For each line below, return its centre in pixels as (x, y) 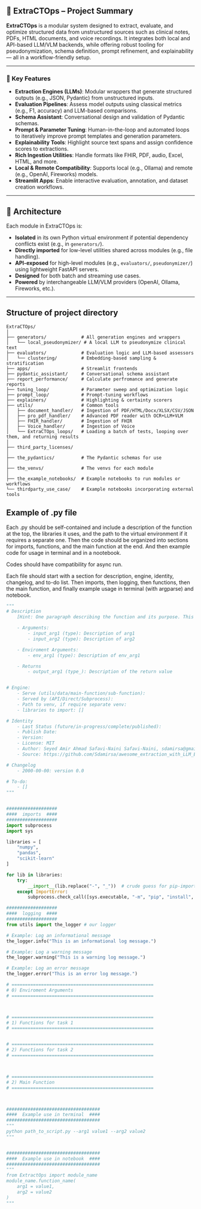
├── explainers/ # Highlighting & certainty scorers (89, 400)
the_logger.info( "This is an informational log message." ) (81, 941)
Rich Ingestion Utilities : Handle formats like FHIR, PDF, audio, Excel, (99, 155)
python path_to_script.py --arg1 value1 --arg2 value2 (76, 1132)
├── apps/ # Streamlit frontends (72, 368)
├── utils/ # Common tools (63, 405)
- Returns (29, 666)
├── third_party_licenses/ (40, 447)
